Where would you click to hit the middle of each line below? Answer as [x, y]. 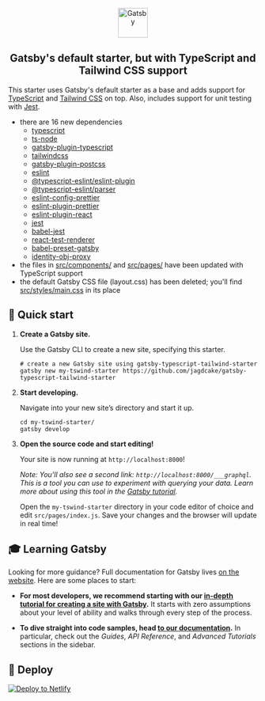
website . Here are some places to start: [72, 581]
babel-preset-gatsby [65, 248]
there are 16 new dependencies [71, 122]
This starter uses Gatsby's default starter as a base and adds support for [127, 89]
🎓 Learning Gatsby [57, 549]
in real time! [39, 523]
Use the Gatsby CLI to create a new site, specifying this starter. [122, 349]
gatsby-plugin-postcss [68, 164]
